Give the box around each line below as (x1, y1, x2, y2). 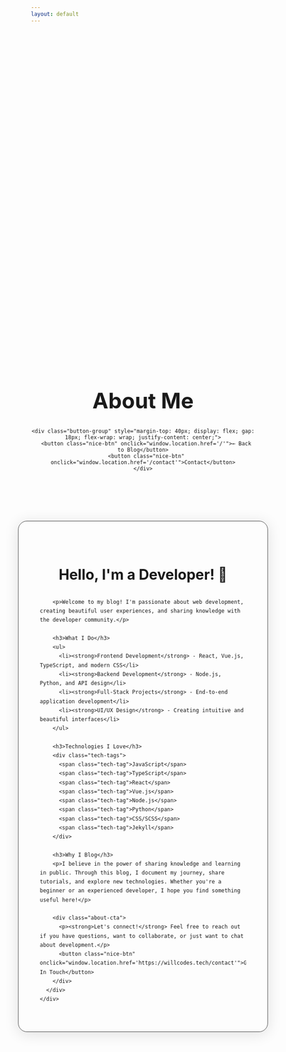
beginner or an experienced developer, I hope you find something (40, 887, 241, 894)
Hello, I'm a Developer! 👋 (58, 565, 228, 584)
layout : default (31, 10, 79, 18)
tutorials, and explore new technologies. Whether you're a (40, 879, 222, 886)
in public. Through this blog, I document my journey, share (40, 869, 225, 876)
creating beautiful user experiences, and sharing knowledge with (40, 607, 241, 614)
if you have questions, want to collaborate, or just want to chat (40, 932, 244, 939)
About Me (92, 387, 194, 414)
